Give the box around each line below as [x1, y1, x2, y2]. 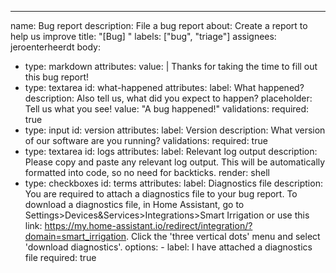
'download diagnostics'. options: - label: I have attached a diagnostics [24, 241, 313, 253]
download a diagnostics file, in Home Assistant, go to [24, 199, 245, 210]
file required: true [24, 252, 97, 263]
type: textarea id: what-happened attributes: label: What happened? [24, 82, 305, 93]
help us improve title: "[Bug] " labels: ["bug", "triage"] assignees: [10, 31, 277, 42]
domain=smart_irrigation [24, 231, 127, 242]
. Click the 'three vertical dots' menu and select [126, 231, 321, 242]
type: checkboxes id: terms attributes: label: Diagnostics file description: [24, 177, 323, 189]
